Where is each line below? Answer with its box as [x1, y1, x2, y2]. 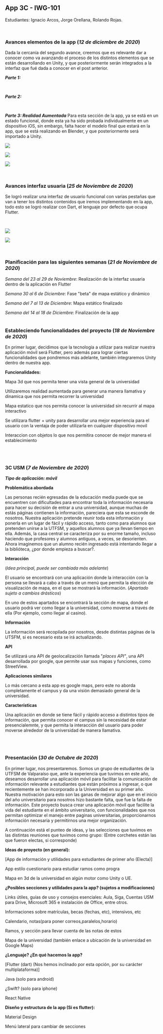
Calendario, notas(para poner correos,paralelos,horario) [5, 918, 118, 924]
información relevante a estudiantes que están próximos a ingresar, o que [5, 781, 152, 787]
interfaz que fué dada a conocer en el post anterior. [5, 66, 109, 71]
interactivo [5, 408, 27, 414]
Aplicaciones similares [5, 673, 52, 679]
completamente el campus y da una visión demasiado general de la [5, 688, 140, 694]
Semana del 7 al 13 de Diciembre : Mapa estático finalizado [5, 300, 123, 306]
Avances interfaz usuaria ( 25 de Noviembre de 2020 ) [5, 183, 133, 190]
